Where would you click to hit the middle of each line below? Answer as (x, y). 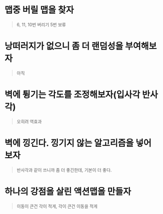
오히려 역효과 (29, 121)
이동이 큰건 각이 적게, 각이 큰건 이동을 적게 (57, 206)
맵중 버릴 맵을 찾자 (39, 10)
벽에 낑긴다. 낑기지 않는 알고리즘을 (69, 143)
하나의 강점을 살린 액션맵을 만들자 (68, 191)
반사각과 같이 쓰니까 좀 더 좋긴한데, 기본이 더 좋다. (64, 170)
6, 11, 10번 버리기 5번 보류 (41, 25)
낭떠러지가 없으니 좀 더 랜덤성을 (64, 46)
